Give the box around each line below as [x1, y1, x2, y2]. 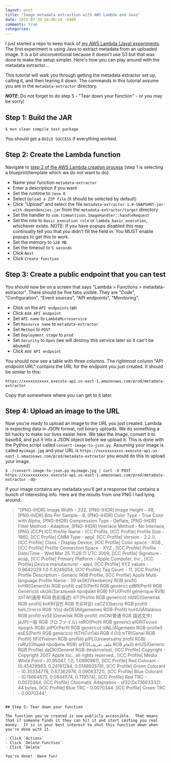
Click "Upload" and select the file [12, 201, 83, 207]
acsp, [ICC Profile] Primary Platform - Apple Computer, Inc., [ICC [17, 556, 154, 562]
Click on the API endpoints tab [12, 305, 77, 311]
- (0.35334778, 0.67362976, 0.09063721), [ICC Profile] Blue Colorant [17, 668, 163, 675]
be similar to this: [5, 368, 42, 375]
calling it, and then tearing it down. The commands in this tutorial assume [5, 78, 159, 84]
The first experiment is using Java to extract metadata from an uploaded [5, 46, 157, 52]
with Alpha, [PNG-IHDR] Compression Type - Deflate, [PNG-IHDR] [17, 518, 157, 524]
